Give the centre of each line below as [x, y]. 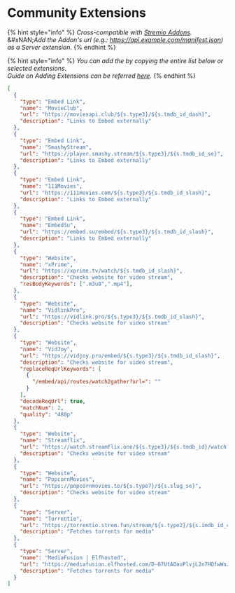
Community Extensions [77, 13]
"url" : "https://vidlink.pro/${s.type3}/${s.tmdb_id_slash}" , [112, 317]
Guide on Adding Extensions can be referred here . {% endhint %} [101, 76]
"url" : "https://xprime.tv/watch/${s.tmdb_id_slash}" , [101, 271]
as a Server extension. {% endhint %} [62, 47]
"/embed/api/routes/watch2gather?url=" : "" [97, 382]
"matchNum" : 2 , [42, 408]
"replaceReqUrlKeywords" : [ [60, 369]
